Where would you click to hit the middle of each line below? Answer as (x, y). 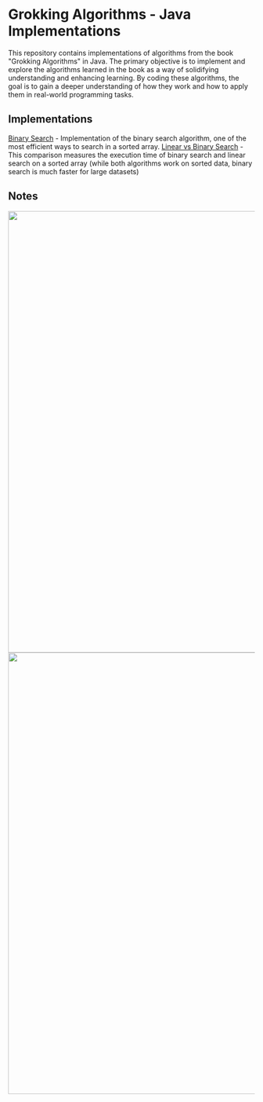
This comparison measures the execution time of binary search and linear (127, 155)
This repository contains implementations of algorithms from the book (121, 53)
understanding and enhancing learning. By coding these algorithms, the (124, 78)
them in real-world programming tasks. (71, 94)
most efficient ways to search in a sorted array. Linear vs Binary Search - (126, 146)
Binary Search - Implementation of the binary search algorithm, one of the (127, 138)
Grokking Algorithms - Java (100, 15)
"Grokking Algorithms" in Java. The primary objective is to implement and (127, 61)
